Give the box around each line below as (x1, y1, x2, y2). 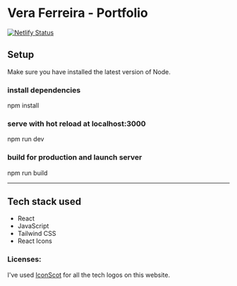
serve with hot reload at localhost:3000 (7, 119, 146, 129)
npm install (7, 101, 39, 110)
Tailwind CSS (17, 230, 56, 238)
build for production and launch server (7, 153, 142, 162)
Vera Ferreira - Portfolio (7, 5, 148, 21)
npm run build (7, 168, 48, 177)
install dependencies (7, 85, 81, 95)
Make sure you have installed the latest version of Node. (7, 67, 171, 76)
